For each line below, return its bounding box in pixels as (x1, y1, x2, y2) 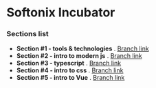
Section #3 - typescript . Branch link (16, 59, 122, 68)
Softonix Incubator (6, 5, 115, 20)
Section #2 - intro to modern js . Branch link (16, 52, 142, 60)
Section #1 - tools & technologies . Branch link (16, 44, 149, 53)
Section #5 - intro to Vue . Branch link (16, 74, 125, 82)
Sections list (6, 29, 49, 39)
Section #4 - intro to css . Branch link (16, 66, 124, 74)
